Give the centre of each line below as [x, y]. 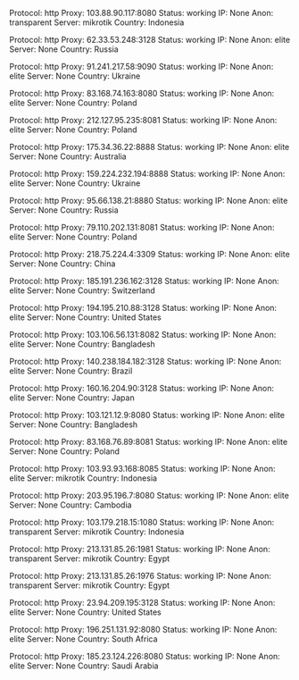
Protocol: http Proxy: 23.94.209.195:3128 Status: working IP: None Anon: [142, 603]
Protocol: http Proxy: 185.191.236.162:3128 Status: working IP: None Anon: [144, 281]
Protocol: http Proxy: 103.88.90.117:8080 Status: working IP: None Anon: [141, 13]
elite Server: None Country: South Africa [83, 639]
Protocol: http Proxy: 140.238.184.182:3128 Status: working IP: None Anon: [145, 361]
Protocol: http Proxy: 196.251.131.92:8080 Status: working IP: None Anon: [143, 630]
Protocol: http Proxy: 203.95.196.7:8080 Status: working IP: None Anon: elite [149, 495]
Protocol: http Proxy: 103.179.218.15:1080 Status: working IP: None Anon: [142, 522]
